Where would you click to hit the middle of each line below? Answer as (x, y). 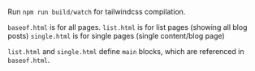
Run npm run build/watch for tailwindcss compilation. (97, 12)
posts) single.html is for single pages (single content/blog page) (116, 36)
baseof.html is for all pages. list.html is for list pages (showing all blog (127, 27)
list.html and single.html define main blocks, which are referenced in (126, 51)
